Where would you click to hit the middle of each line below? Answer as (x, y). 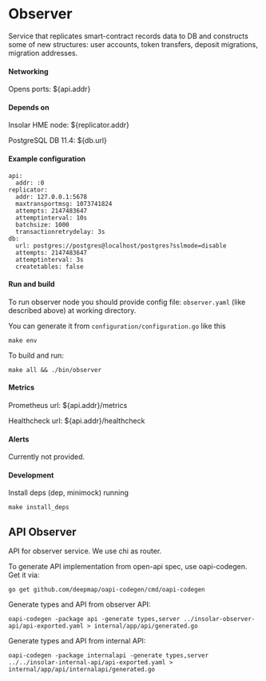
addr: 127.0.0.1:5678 (52, 196)
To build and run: (36, 355)
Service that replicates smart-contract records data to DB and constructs (129, 36)
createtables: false (50, 267)
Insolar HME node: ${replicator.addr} (69, 125)
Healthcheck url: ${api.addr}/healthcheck (77, 421)
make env (23, 340)
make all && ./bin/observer (55, 370)
